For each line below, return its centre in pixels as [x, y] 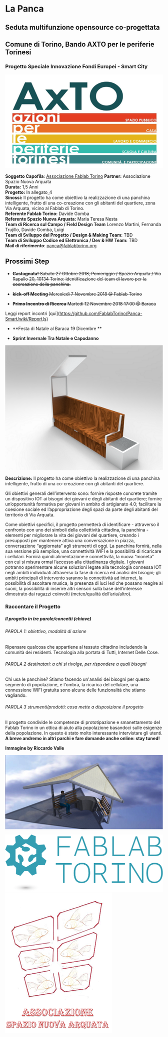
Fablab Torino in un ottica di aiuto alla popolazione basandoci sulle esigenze [84, 728]
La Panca [24, 9]
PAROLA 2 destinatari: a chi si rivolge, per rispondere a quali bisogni [76, 664]
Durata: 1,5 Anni [22, 187]
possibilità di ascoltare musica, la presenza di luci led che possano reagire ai [84, 583]
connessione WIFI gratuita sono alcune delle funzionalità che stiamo [75, 690]
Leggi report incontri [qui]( [32, 313]
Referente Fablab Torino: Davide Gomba [47, 214]
